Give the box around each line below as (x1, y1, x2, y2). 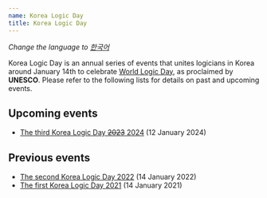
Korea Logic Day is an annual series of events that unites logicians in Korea (8, 57, 255, 68)
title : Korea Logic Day (8, 19, 88, 27)
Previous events (8, 151, 90, 164)
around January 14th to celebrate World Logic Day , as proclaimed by (8, 66, 234, 76)
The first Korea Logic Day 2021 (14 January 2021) (19, 180, 183, 190)
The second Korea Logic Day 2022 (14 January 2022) (19, 172, 197, 182)
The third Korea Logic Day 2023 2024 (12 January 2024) (19, 128, 207, 137)
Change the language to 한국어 (8, 42, 110, 52)
